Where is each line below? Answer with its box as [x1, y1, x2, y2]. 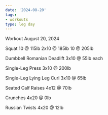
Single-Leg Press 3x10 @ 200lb [5, 65, 71, 71]
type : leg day [5, 21, 35, 27]
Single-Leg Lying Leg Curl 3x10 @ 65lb [5, 75, 87, 81]
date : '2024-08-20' [5, 7, 47, 13]
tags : [5, 12, 17, 17]
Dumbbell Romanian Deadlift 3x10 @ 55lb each [5, 55, 103, 62]
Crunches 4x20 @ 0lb [5, 95, 52, 101]
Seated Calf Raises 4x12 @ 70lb [5, 85, 72, 91]
